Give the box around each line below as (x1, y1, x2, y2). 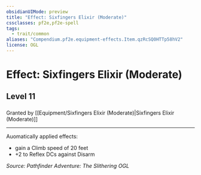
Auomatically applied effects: (6, 133, 78, 140)
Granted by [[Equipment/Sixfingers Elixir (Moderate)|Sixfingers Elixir (6, 109, 175, 116)
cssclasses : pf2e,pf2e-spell (6, 20, 79, 26)
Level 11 (6, 91, 36, 102)
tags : (6, 25, 20, 32)
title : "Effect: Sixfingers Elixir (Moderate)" (6, 14, 127, 20)
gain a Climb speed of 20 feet (14, 145, 89, 152)
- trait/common (11, 31, 50, 37)
